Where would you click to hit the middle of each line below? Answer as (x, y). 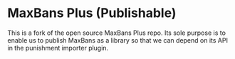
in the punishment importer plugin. (58, 48)
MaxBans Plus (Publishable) (92, 13)
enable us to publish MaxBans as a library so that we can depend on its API (117, 40)
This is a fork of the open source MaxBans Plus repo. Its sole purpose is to (117, 33)
